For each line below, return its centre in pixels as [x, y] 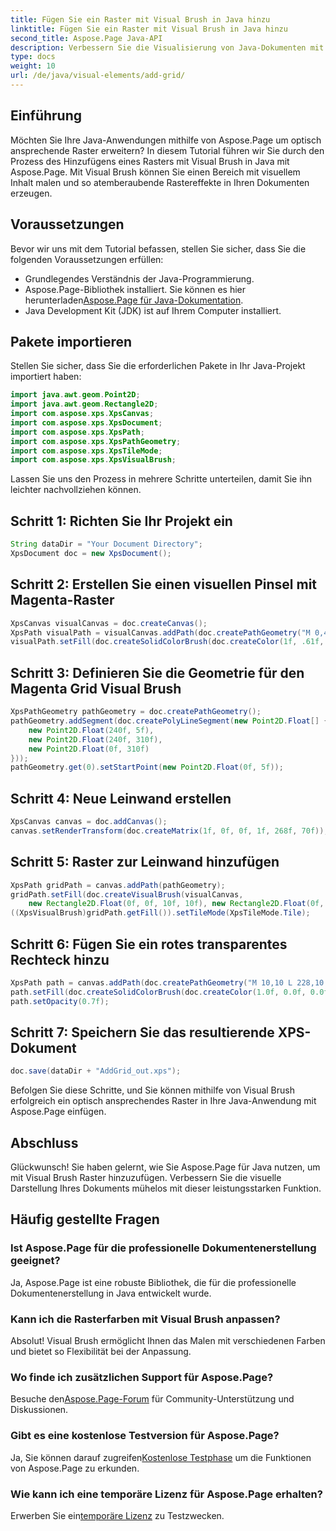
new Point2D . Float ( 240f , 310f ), [95, 739]
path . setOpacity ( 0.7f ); [60, 1001]
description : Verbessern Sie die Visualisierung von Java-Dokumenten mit [167, 47]
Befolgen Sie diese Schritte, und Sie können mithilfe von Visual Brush [152, 1090]
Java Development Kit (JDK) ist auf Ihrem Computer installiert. [153, 310]
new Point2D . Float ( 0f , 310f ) [89, 749]
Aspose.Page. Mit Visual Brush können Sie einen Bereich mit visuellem [155, 172]
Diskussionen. [39, 1410]
